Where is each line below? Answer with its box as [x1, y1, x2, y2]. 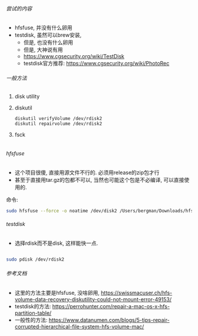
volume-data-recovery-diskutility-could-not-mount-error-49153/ [14, 295, 172, 302]
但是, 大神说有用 [23, 46, 63, 54]
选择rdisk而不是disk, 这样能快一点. [14, 239, 98, 247]
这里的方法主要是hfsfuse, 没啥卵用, [14, 289, 100, 296]
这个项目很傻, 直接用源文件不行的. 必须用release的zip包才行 [14, 169, 160, 176]
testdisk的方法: [14, 302, 51, 310]
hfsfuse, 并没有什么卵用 [14, 24, 72, 31]
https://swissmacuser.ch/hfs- [101, 289, 173, 296]
